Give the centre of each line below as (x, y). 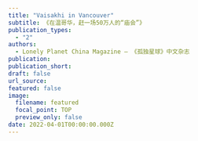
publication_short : (40, 67)
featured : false (35, 88)
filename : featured (47, 103)
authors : (22, 45)
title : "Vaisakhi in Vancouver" (61, 15)
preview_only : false (49, 117)
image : (19, 96)
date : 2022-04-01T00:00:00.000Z (61, 125)
